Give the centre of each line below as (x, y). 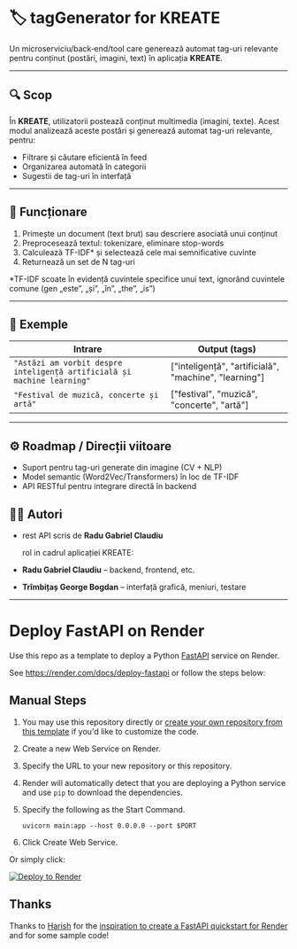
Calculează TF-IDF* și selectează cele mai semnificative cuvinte (139, 252)
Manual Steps (48, 700)
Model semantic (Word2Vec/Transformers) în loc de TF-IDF (130, 477)
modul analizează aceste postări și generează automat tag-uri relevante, (141, 130)
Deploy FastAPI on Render (107, 631)
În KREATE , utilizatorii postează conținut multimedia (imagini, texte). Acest (145, 121)
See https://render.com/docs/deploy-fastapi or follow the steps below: (137, 673)
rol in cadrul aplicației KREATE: (78, 552)
